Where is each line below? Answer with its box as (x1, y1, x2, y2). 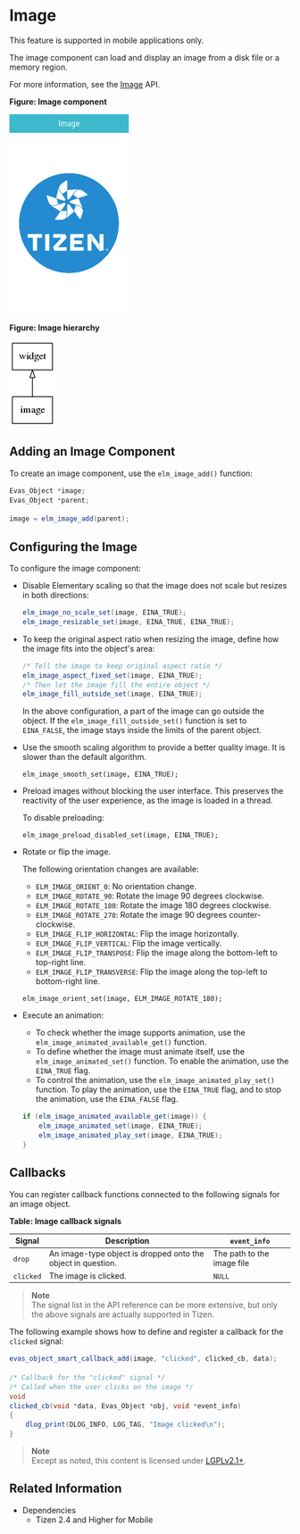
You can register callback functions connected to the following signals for (9, 1188, 280, 1199)
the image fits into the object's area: (21, 643, 155, 654)
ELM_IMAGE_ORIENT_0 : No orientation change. (35, 881, 197, 892)
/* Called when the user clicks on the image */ (9, 1382, 194, 1391)
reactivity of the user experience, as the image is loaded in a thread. (21, 796, 274, 806)
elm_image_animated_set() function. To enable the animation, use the (35, 1055, 289, 1067)
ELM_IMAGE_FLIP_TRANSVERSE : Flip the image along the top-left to (35, 966, 268, 978)
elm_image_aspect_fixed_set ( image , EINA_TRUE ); (21, 671, 203, 679)
